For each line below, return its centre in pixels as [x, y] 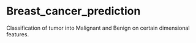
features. [18, 34]
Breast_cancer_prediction [73, 11]
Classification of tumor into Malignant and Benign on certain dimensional [98, 28]
